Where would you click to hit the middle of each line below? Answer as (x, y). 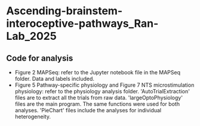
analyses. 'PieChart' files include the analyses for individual (88, 110)
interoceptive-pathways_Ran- (82, 23)
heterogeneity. (33, 116)
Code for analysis (40, 58)
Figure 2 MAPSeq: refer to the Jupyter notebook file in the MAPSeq (98, 72)
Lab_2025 (31, 36)
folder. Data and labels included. (54, 79)
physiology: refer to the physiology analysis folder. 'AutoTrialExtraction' (102, 91)
